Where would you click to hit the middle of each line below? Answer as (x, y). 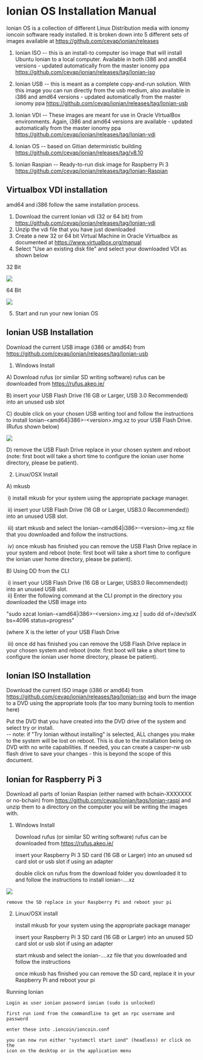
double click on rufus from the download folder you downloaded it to (101, 873)
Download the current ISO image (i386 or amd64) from (75, 690)
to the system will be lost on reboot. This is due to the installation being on (99, 741)
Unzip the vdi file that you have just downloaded (75, 229)
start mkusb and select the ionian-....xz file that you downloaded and (101, 955)
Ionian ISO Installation (48, 676)
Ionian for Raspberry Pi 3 (54, 779)
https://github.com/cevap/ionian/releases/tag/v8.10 (79, 153)
